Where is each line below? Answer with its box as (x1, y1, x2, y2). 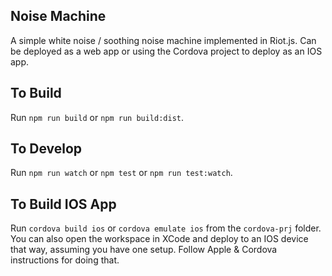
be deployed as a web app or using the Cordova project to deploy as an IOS (10, 45, 323, 57)
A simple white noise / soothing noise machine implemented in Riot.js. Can (10, 34, 317, 46)
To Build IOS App (10, 195, 117, 213)
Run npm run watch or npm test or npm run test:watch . (10, 167, 233, 179)
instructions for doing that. (10, 254, 120, 266)
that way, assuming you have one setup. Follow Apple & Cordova (10, 244, 278, 256)
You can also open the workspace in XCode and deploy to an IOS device (10, 233, 309, 245)
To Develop (10, 140, 83, 158)
